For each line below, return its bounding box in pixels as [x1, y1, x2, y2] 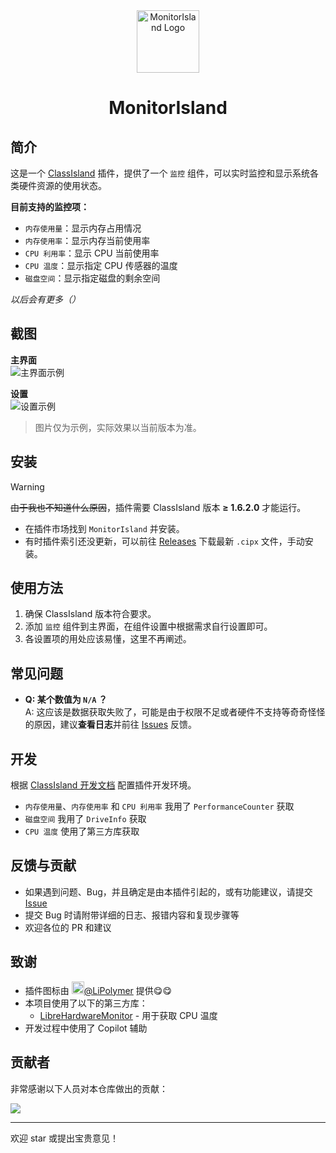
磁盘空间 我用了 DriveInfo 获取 [24, 813, 147, 825]
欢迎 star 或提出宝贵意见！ [10, 1132, 120, 1144]
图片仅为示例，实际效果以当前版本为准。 [34, 421, 202, 433]
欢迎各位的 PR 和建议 [24, 921, 112, 933]
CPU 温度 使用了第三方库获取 [24, 825, 140, 838]
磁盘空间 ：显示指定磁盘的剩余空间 [24, 272, 161, 284]
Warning [10, 480, 45, 493]
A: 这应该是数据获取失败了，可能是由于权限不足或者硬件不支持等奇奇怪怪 [24, 706, 326, 718]
